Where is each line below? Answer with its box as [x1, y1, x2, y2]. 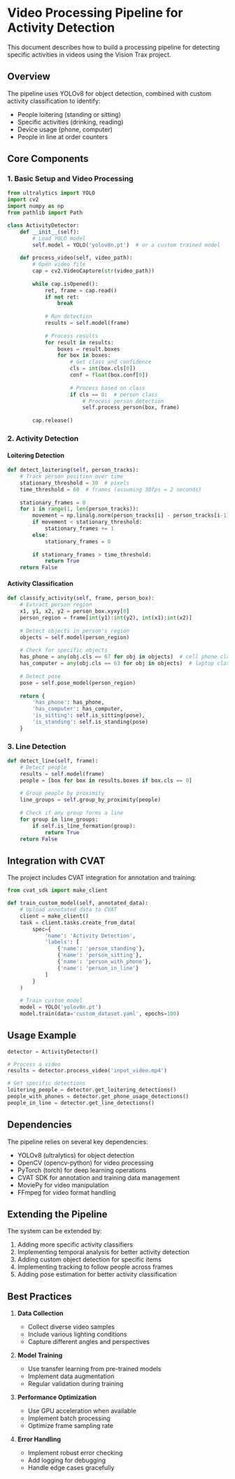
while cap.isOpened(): [32, 280, 99, 288]
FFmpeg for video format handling [17, 1188, 117, 1196]
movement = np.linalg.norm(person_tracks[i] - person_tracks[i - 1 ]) [32, 512, 233, 519]
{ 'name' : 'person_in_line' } [57, 965, 139, 972]
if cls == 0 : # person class [69, 391, 158, 398]
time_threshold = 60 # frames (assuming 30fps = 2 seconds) [20, 486, 201, 493]
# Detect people [20, 764, 68, 771]
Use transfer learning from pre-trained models [27, 1365, 162, 1373]
